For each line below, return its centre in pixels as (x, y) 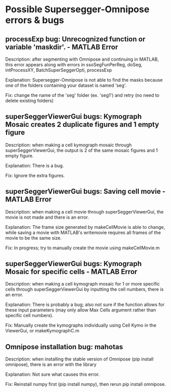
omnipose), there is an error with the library (51, 364)
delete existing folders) (29, 101)
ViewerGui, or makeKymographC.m (42, 331)
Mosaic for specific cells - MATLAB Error (71, 272)
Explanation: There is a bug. (35, 165)
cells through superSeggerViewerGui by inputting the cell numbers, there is (84, 290)
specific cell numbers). (29, 316)
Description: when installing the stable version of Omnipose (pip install (80, 359)
